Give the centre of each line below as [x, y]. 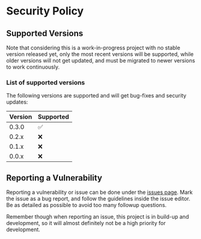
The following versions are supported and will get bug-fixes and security [96, 96]
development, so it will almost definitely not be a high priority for [86, 223]
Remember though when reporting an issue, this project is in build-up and [98, 217]
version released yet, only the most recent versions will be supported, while [100, 54]
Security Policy [45, 11]
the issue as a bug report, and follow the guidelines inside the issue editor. [98, 199]
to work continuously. [33, 67]
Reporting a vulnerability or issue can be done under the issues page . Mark [100, 192]
